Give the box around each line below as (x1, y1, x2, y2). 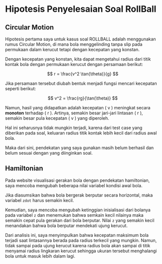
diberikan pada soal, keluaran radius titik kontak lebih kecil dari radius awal (5, 130, 157, 136)
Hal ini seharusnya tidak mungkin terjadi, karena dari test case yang (5, 125, 143, 131)
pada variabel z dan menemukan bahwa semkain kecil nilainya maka (5, 212, 144, 218)
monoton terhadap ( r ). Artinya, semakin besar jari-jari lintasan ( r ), (5, 110, 143, 116)
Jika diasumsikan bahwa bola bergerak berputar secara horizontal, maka (5, 192, 153, 198)
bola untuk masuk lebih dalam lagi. (5, 253, 75, 259)
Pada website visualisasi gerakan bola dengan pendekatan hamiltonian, (5, 177, 150, 183)
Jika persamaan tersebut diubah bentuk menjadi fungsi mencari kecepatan (5, 80, 157, 86)
